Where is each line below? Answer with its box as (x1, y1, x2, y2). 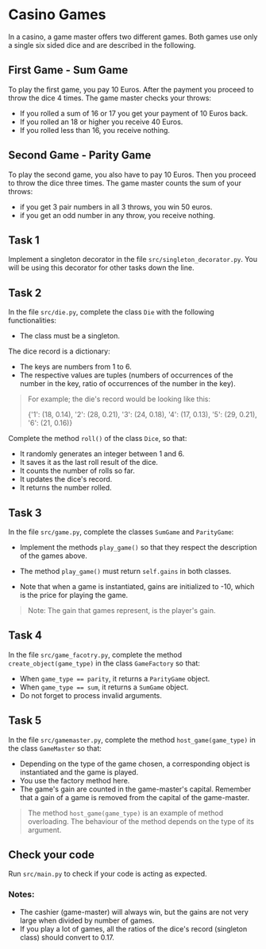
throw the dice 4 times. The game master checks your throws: (8, 93, 212, 103)
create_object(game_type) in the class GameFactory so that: (8, 658, 201, 668)
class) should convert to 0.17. (19, 932, 115, 942)
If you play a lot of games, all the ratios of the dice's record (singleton (19, 924, 248, 933)
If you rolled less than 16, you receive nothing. (19, 125, 171, 135)
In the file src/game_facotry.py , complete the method (8, 650, 183, 659)
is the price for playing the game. (19, 591, 129, 599)
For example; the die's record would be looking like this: (27, 394, 210, 404)
